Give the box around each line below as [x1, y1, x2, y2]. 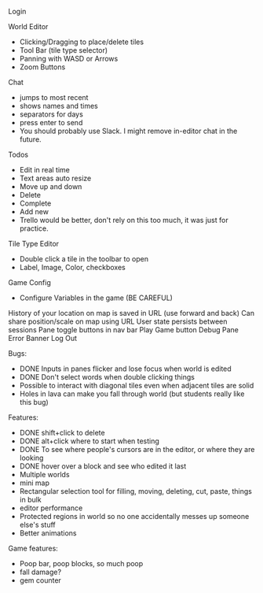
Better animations [19, 528, 77, 538]
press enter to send [19, 118, 83, 127]
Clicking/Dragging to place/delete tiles [19, 37, 144, 46]
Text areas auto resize [19, 173, 92, 183]
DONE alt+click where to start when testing [19, 436, 159, 446]
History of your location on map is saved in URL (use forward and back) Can [8, 309, 255, 317]
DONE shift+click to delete [19, 428, 105, 437]
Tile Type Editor [8, 239, 60, 248]
